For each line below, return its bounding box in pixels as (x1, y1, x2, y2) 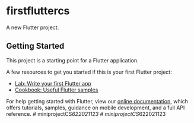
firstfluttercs (6, 4, 70, 18)
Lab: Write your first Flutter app (14, 80, 92, 87)
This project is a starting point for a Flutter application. (6, 56, 139, 64)
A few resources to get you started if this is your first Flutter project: (6, 68, 172, 75)
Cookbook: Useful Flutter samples (14, 86, 98, 93)
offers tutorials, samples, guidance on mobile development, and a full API (6, 104, 185, 111)
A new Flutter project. (6, 24, 59, 31)
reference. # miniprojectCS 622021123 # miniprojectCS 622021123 (6, 110, 166, 117)
